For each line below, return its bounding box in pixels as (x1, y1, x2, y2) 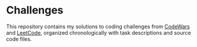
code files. (6, 35, 32, 42)
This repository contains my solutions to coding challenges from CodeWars (6, 23, 190, 30)
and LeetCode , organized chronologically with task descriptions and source (6, 29, 191, 36)
